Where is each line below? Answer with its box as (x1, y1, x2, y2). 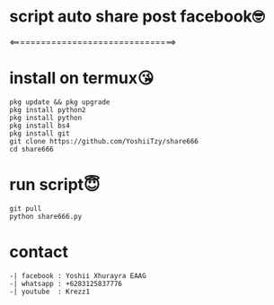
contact (9, 242, 69, 262)
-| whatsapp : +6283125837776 (9, 279, 123, 288)
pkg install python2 (9, 105, 87, 114)
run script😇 (9, 175, 101, 195)
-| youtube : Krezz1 (9, 287, 91, 296)
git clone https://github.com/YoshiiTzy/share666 (9, 136, 199, 145)
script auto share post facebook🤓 (9, 6, 265, 27)
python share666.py (9, 212, 83, 221)
